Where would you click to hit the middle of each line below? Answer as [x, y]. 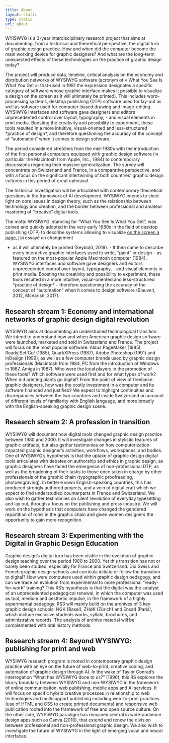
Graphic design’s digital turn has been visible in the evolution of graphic [79, 555]
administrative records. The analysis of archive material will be [70, 620]
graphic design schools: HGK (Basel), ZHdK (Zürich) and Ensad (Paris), [79, 609]
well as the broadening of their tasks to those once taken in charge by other [84, 472]
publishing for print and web [51, 649]
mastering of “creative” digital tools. [42, 212]
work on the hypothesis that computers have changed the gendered [76, 509]
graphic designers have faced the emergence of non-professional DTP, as [82, 466]
